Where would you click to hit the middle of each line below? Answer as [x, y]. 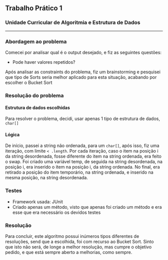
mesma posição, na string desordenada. [47, 178]
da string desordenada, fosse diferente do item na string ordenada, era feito [83, 156]
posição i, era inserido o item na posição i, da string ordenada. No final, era [82, 167]
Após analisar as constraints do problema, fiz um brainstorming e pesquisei [83, 72]
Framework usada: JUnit [38, 202]
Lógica [12, 135]
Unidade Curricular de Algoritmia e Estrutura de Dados [73, 23]
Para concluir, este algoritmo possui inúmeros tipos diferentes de [72, 236]
